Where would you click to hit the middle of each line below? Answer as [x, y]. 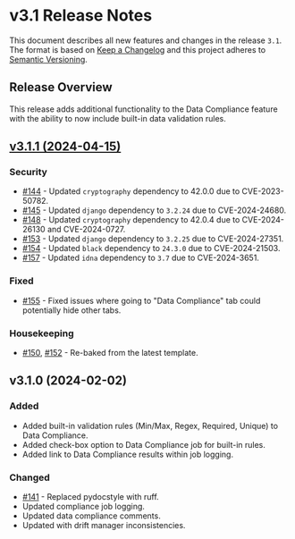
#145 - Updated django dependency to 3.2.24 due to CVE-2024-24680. [154, 210]
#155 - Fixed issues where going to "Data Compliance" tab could [141, 300]
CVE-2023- [263, 191]
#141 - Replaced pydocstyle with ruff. [90, 497]
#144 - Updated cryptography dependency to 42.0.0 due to [131, 191]
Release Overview [61, 87]
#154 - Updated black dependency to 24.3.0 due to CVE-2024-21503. [151, 248]
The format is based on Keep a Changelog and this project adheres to [138, 49]
